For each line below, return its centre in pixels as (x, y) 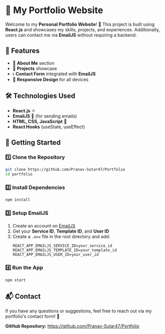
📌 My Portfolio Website (54, 10)
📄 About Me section (33, 63)
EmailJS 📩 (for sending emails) (45, 116)
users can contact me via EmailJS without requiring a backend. (71, 35)
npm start (16, 280)
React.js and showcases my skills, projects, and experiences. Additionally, (83, 29)
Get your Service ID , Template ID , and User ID (61, 231)
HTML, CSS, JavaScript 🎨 (40, 121)
